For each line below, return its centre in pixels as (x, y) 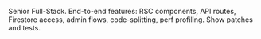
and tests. (25, 28)
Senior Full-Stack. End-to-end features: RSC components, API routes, (122, 11)
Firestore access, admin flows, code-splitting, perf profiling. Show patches (130, 19)
